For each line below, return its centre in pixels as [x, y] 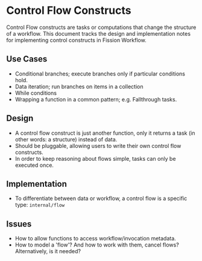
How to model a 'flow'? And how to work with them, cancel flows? [97, 245]
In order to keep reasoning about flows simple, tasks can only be [95, 158]
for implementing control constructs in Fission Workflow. [76, 40]
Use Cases [27, 59]
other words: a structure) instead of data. [66, 139]
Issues [19, 224]
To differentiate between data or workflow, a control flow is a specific [101, 198]
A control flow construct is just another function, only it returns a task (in [105, 133]
